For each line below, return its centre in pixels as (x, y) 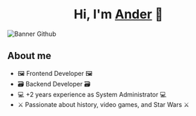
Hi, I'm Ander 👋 (118, 14)
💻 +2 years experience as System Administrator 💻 (92, 94)
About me (29, 56)
